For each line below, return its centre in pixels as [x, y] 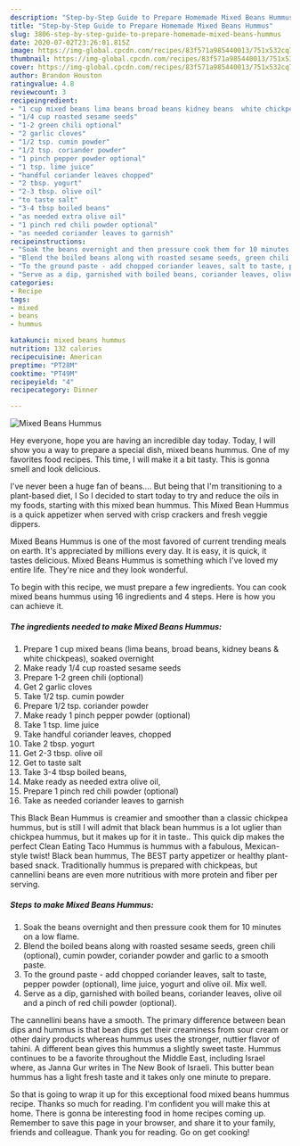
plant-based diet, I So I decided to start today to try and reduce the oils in [145, 496]
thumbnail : [30, 59]
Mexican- [262, 846]
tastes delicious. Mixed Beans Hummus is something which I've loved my [144, 561]
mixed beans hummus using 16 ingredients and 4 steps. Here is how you [143, 597]
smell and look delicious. [55, 469]
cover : [22, 68]
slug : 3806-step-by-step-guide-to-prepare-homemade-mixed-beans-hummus [146, 34]
